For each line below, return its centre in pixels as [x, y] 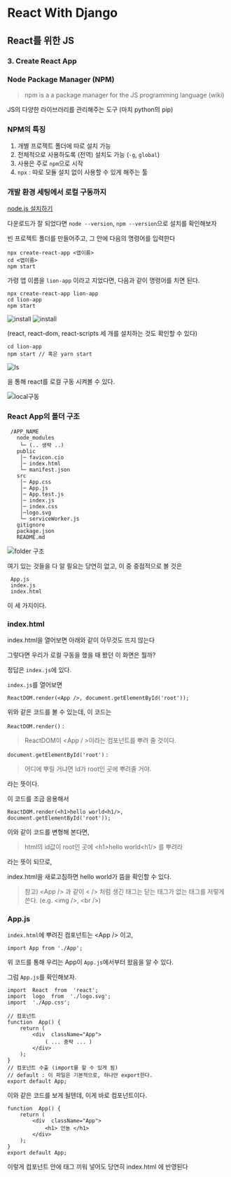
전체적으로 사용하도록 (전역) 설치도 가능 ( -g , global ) [89, 155]
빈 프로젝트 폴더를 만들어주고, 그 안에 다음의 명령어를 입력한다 [91, 238]
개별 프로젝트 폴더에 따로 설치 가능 [64, 146]
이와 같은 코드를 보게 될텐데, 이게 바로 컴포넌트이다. [77, 1096]
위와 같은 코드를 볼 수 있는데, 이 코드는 [59, 712]
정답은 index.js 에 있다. [40, 669]
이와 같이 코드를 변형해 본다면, [48, 831]
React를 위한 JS [41, 40]
